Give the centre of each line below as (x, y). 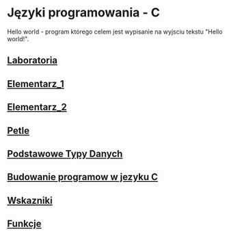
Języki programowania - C (84, 13)
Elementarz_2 (37, 107)
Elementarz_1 (36, 84)
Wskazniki (30, 200)
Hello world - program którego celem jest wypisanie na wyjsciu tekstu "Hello (115, 32)
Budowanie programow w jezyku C (83, 177)
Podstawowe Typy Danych (65, 153)
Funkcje (25, 224)
